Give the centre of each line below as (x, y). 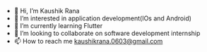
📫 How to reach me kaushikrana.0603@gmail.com (88, 41)
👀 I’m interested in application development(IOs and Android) (103, 18)
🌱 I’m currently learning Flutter (58, 26)
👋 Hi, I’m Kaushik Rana (47, 11)
